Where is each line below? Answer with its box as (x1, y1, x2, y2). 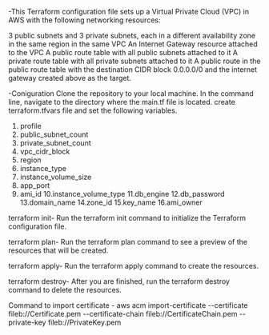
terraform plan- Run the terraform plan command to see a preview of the (8, 237, 248, 246)
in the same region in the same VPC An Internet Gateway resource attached (8, 39, 258, 49)
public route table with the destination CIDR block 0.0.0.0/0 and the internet (8, 65, 258, 74)
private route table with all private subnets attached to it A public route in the (8, 56, 261, 66)
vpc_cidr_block (19, 147, 70, 156)
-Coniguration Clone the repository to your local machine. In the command (8, 89, 254, 98)
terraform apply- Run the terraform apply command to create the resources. (8, 261, 259, 270)
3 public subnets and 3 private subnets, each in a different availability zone (8, 31, 256, 40)
